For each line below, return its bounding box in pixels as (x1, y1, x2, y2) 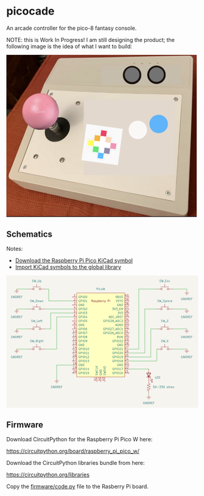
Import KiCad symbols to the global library (15, 264, 122, 271)
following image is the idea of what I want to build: (6, 43, 133, 50)
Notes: (6, 245, 23, 253)
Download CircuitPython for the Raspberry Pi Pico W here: (6, 436, 153, 443)
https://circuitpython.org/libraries (6, 471, 90, 478)
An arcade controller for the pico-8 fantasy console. (6, 24, 137, 32)
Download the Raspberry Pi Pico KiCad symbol (15, 257, 133, 264)
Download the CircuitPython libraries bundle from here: (6, 459, 145, 467)
